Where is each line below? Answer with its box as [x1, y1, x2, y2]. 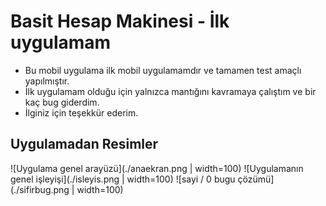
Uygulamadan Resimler [10, 136, 159, 153]
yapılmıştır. [24, 75, 70, 87]
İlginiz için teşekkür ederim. [24, 106, 139, 119]
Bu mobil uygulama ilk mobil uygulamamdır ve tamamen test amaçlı [24, 64, 302, 76]
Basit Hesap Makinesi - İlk [10, 10, 230, 33]
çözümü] [237, 173, 275, 185]
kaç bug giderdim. [24, 96, 100, 108]
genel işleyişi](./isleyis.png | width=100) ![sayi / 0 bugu [10, 173, 236, 185]
